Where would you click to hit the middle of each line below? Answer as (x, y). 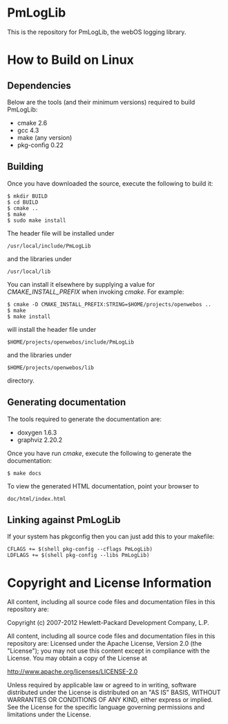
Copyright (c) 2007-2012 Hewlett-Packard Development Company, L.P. (108, 623)
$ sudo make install (37, 220)
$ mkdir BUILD (28, 196)
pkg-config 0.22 (40, 145)
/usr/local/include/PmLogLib (49, 246)
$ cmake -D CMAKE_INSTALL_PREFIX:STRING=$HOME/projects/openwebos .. (110, 304)
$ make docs (24, 473)
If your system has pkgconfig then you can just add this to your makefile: (111, 537)
